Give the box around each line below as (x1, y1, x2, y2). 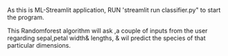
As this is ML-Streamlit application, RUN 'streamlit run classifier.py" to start (7, 6, 221, 14)
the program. (7, 13, 44, 21)
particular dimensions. (7, 41, 71, 49)
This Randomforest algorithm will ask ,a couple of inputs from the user (7, 27, 208, 35)
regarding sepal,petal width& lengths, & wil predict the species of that (7, 34, 206, 42)
